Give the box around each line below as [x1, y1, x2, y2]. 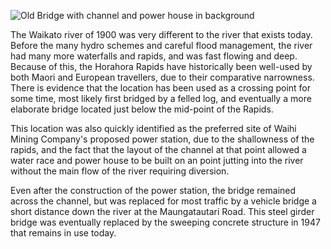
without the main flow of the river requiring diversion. [10, 165, 230, 177]
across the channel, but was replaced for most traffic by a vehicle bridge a [10, 195, 317, 207]
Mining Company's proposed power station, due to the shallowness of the [10, 133, 315, 145]
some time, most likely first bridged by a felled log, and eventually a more [10, 93, 312, 104]
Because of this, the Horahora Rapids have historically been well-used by [10, 61, 313, 72]
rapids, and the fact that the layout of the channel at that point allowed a [10, 144, 307, 155]
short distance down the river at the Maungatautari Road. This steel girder [10, 206, 315, 217]
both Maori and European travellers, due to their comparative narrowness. [10, 71, 315, 83]
